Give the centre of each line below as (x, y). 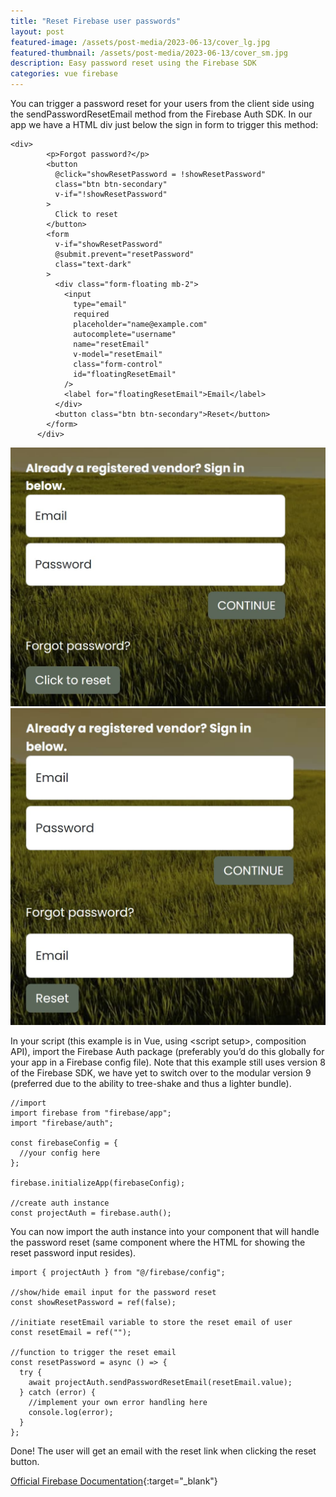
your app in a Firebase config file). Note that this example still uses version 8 (168, 1062)
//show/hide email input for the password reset (113, 1292)
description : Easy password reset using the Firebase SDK (133, 63)
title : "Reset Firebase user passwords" (96, 21)
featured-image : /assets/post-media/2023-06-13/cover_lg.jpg (140, 42)
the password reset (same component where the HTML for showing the (158, 1242)
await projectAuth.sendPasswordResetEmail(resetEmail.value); (160, 1382)
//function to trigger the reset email (93, 1352)
